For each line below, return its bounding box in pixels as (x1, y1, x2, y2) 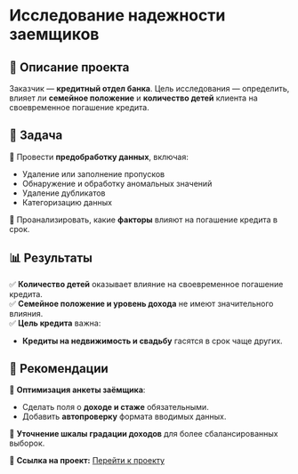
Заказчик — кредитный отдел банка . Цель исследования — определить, (9, 84, 290, 93)
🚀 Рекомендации (9, 361, 109, 376)
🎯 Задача (9, 128, 63, 143)
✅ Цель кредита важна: (9, 317, 101, 328)
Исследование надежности (9, 5, 226, 26)
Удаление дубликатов (21, 188, 106, 198)
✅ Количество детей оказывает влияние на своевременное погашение (9, 278, 284, 289)
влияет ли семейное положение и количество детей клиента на (9, 92, 258, 103)
